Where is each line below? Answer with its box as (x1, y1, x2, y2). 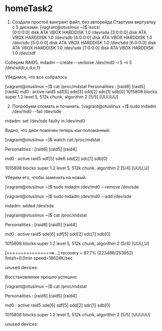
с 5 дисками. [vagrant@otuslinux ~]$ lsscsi (12, 24, 100, 30)
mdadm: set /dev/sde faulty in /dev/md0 (5, 118, 85, 124)
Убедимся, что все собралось (5, 74, 67, 80)
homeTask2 (5, 3, 53, 14)
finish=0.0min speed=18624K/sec (5, 255, 73, 261)
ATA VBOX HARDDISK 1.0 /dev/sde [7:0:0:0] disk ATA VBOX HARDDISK (12, 45, 154, 51)
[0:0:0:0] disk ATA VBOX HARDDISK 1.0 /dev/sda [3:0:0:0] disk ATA (12, 29, 147, 35)
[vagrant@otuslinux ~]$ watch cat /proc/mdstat (5, 137, 100, 143)
